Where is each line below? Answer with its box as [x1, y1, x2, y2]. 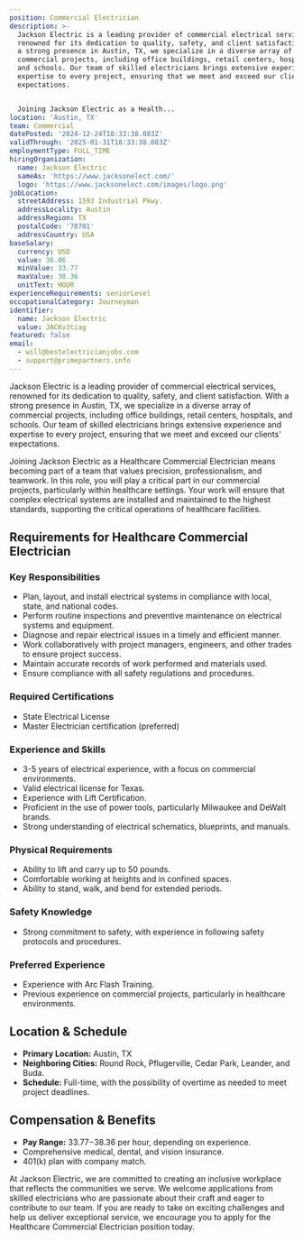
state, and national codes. [22, 601, 119, 611]
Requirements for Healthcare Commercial [9, 529, 248, 546]
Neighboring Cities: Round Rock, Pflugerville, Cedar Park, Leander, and [22, 1057, 290, 1069]
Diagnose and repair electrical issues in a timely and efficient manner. [22, 630, 281, 640]
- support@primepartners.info [17, 356, 131, 365]
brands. [22, 812, 51, 823]
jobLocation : [9, 188, 59, 198]
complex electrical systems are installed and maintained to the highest [9, 493, 271, 505]
